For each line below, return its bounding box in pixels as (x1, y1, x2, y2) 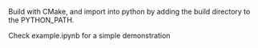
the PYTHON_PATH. (8, 15, 75, 25)
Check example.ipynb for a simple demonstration (8, 31, 171, 40)
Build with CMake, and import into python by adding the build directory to (8, 7, 251, 16)
